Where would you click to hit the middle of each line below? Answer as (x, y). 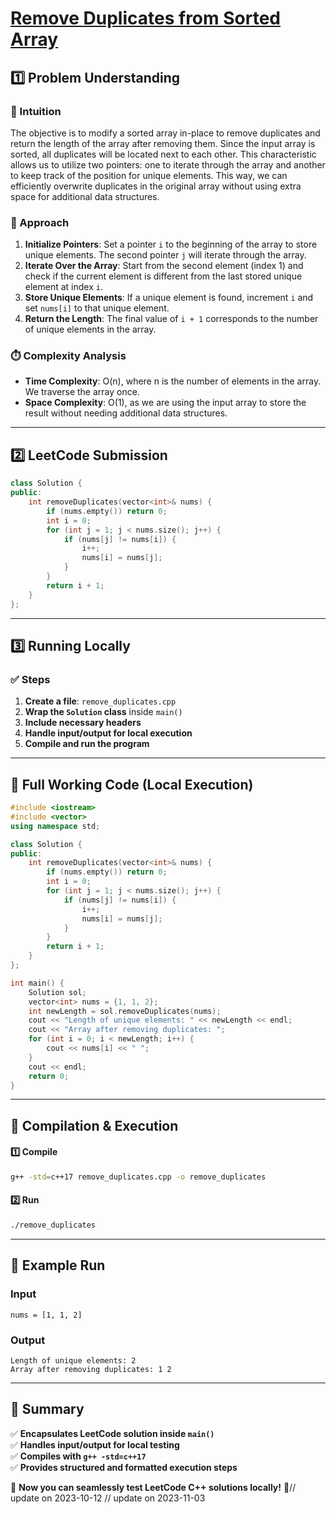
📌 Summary (47, 1409)
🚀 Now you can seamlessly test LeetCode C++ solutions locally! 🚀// (153, 1487)
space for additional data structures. (85, 196)
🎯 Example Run (58, 1265)
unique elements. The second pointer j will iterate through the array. (165, 255)
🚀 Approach (40, 222)
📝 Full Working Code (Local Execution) (132, 784)
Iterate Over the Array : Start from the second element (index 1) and (164, 266)
